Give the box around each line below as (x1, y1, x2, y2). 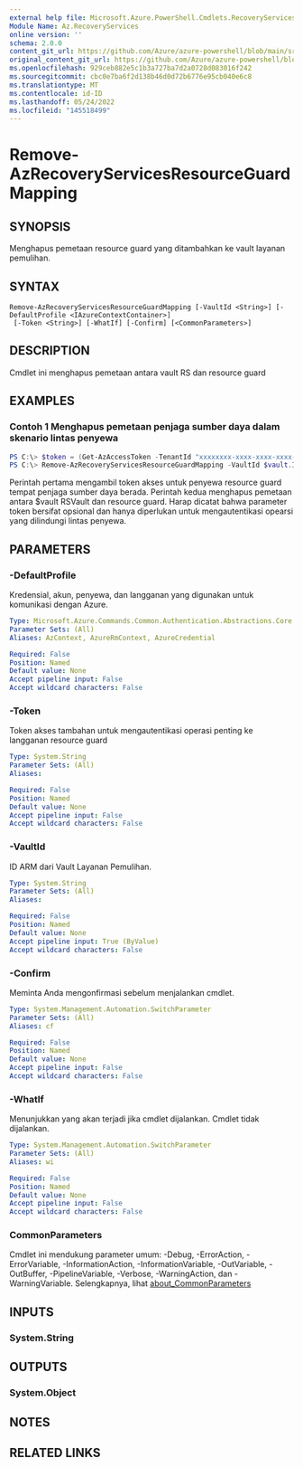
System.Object (9, 1387, 77, 1399)
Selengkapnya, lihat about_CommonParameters (75, 1278, 252, 1289)
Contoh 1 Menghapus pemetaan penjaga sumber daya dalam (9, 421, 280, 433)
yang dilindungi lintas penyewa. (9, 516, 127, 526)
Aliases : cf (9, 1021, 54, 1031)
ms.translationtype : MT (9, 80, 99, 90)
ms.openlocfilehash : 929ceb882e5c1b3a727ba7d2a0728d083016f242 (9, 64, 252, 73)
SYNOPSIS (9, 219, 71, 234)
